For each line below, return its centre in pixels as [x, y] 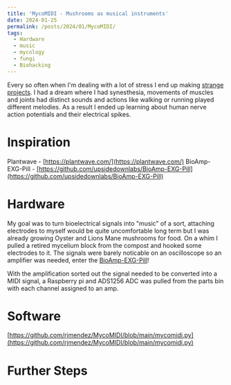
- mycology [29, 53]
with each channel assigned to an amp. [63, 288]
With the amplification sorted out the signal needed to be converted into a [112, 274]
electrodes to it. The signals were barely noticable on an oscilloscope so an [114, 253]
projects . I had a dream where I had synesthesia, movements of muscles [110, 92]
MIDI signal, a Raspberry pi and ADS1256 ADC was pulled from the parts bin [115, 280]
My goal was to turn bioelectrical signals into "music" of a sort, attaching [111, 223]
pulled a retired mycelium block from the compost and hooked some [104, 245]
